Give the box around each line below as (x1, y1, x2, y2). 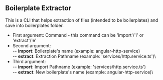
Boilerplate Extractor (5, 4, 72, 12)
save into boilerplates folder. (5, 22, 64, 28)
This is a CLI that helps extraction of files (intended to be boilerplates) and (5, 17, 158, 23)
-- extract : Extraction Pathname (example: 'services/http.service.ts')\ (12, 53, 156, 59)
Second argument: (12, 42, 51, 49)
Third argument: (12, 58, 46, 64)
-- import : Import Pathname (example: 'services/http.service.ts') (12, 64, 146, 70)
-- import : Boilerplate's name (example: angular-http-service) (12, 48, 140, 54)
